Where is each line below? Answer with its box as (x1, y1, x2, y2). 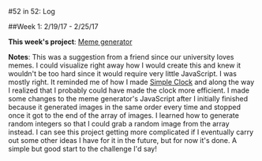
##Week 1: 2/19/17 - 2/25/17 (8, 22, 99, 31)
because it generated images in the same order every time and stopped (8, 102, 241, 112)
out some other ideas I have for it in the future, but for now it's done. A (8, 136, 238, 145)
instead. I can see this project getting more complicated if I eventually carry (8, 127, 254, 137)
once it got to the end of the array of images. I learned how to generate (8, 111, 239, 120)
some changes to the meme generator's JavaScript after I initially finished (8, 94, 249, 103)
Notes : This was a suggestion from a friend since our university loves (8, 53, 234, 61)
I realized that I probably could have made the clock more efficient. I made (8, 86, 250, 95)
